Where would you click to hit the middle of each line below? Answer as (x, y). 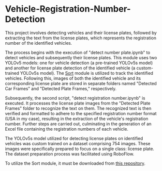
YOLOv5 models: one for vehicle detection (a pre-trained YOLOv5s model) (79, 63)
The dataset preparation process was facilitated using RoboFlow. (70, 154)
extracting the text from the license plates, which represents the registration (81, 38)
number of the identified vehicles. (39, 43)
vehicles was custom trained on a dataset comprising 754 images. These (78, 143)
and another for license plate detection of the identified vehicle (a (70, 68)
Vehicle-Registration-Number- (68, 9)
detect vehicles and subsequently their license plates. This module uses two (81, 57)
